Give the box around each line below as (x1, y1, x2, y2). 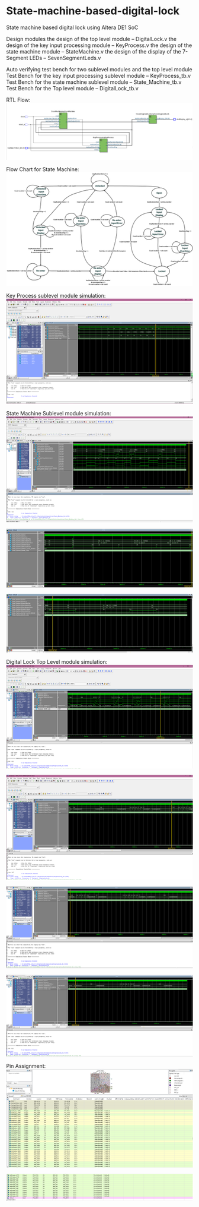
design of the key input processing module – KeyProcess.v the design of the (6, 42, 192, 49)
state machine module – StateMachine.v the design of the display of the (6, 48, 182, 55)
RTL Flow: (6, 96, 31, 103)
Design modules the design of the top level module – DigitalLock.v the (6, 35, 176, 42)
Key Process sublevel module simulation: (6, 292, 106, 299)
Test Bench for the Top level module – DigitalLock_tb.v (6, 84, 139, 92)
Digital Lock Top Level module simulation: (6, 658, 108, 665)
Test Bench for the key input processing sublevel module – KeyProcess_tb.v (6, 72, 191, 79)
